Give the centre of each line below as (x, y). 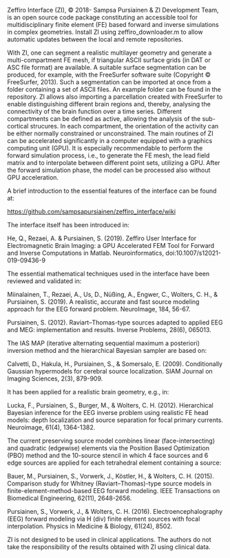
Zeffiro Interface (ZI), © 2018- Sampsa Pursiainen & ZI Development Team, (113, 10)
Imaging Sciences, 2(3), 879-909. (55, 378)
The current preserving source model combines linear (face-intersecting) (111, 441)
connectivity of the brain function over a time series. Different (95, 111)
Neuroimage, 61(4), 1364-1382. (51, 427)
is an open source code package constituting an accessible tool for (103, 17)
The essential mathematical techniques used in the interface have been (108, 273)
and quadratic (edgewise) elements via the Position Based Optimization (108, 448)
